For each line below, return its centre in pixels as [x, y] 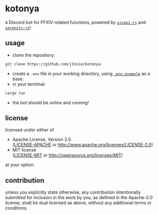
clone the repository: [34, 55]
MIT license [24, 150]
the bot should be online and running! [51, 102]
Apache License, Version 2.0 [42, 139]
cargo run [15, 93]
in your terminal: [29, 84]
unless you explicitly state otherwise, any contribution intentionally [73, 192]
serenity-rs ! [18, 27]
